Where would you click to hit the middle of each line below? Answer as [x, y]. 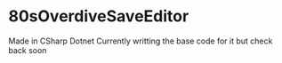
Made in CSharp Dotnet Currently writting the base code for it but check [141, 41]
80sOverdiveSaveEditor [99, 16]
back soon [28, 50]
